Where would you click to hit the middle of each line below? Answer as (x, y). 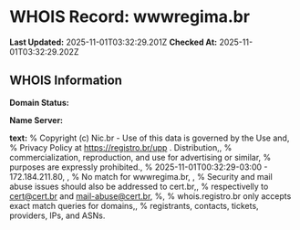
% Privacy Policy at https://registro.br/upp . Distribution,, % (121, 147)
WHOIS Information (66, 81)
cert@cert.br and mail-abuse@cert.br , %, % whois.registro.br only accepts (150, 196)
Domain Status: (40, 102)
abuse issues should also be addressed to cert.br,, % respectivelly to (139, 186)
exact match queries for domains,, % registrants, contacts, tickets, (134, 205)
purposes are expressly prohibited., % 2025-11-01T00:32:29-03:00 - (139, 167)
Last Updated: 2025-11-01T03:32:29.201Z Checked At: (113, 42)
